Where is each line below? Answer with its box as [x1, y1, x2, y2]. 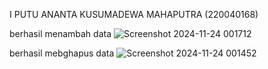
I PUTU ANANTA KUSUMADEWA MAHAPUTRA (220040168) [9, 9, 259, 20]
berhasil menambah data [9, 28, 112, 39]
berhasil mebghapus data [9, 47, 115, 59]
